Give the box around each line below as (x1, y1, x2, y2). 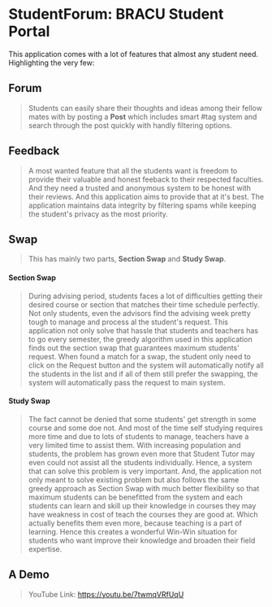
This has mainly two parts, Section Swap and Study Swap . (28, 254, 227, 264)
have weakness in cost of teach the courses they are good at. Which (28, 509, 258, 519)
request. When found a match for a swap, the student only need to (28, 351, 252, 361)
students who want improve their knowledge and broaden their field (28, 535, 256, 545)
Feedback (8, 144, 60, 158)
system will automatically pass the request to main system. (28, 377, 226, 387)
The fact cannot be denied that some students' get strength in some (28, 414, 257, 424)
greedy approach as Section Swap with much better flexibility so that (28, 483, 260, 493)
